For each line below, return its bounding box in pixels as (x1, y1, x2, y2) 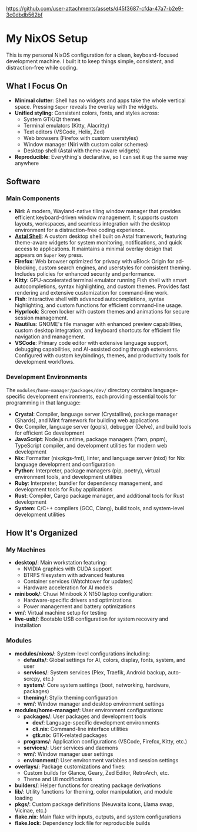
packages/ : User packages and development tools (23, 713, 147, 720)
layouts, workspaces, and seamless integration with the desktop (14, 220, 171, 227)
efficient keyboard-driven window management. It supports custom (14, 214, 179, 221)
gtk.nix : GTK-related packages (32, 732, 108, 739)
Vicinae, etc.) (14, 807, 47, 814)
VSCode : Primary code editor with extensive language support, (14, 340, 169, 347)
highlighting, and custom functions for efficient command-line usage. (14, 302, 183, 309)
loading (14, 794, 34, 801)
